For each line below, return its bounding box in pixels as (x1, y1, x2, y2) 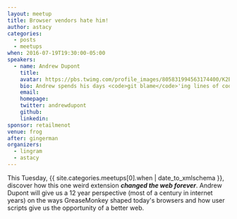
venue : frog (7, 128, 42, 135)
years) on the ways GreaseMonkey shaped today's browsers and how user (7, 196, 226, 204)
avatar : (20, 75, 42, 83)
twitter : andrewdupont (20, 102, 87, 109)
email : (20, 89, 39, 96)
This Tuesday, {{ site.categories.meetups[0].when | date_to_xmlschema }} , (7, 173, 224, 182)
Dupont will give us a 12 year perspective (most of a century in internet (7, 188, 213, 197)
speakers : (7, 56, 37, 63)
